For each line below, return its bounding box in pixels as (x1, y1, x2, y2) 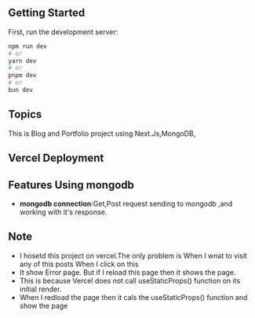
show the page (19, 301, 68, 310)
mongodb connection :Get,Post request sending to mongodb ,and (19, 199, 233, 208)
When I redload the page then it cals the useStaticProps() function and (19, 292, 248, 302)
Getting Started (8, 6, 86, 20)
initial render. (19, 284, 62, 294)
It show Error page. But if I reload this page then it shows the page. (19, 267, 236, 277)
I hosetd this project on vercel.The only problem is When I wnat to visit (19, 250, 247, 260)
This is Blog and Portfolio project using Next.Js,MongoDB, (8, 129, 196, 138)
